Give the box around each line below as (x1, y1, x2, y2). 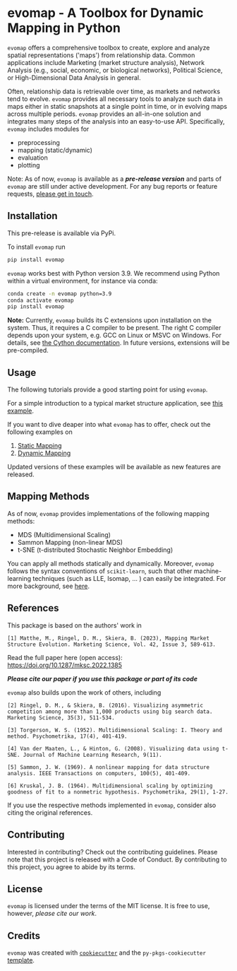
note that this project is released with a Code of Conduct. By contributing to (7, 855, 227, 864)
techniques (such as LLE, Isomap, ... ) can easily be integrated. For (32, 574, 226, 582)
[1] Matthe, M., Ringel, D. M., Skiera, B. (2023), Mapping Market (7, 635, 210, 642)
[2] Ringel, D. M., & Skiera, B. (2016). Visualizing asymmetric (7, 702, 203, 709)
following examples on (7, 428, 73, 436)
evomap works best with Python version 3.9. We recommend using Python (7, 269, 220, 277)
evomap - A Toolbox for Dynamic (7, 5, 204, 21)
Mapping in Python (7, 20, 121, 36)
